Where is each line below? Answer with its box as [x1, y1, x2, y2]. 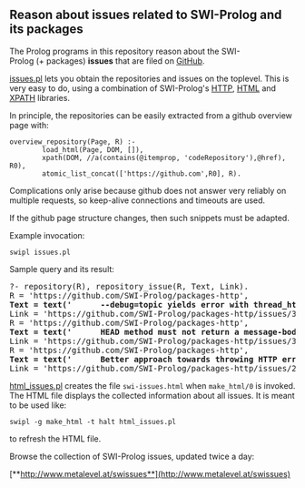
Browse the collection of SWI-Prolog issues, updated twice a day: [9, 451, 255, 462]
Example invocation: [9, 229, 85, 240]
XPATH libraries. [9, 92, 71, 103]
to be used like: [9, 400, 67, 411]
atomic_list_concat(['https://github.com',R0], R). [42, 168, 242, 178]
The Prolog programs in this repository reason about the [9, 46, 220, 56]
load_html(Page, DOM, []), [42, 145, 144, 154]
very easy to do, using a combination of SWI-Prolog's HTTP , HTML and [9, 82, 277, 94]
